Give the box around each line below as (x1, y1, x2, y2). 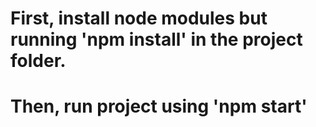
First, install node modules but (10, 7, 268, 30)
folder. (10, 50, 67, 72)
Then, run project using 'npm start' (10, 95, 308, 118)
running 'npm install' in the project (10, 28, 303, 51)
